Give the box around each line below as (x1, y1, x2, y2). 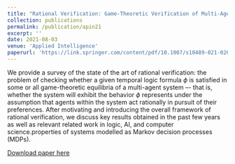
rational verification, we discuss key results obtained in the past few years (7, 112, 220, 121)
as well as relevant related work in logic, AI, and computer (7, 120, 174, 128)
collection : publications (7, 17, 83, 24)
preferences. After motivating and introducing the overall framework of (7, 105, 211, 114)
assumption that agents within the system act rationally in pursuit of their (7, 98, 218, 106)
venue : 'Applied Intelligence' (7, 43, 99, 50)
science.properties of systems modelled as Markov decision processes (7, 127, 213, 136)
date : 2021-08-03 (7, 36, 58, 43)
